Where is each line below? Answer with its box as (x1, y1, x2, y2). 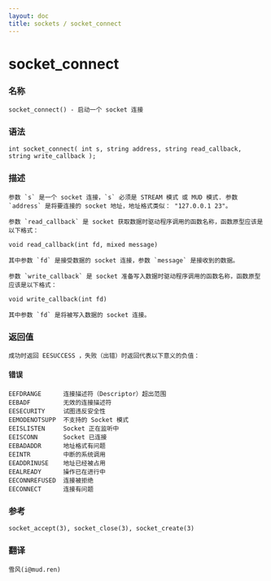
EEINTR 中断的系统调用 (8, 451, 106, 459)
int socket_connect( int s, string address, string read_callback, (8, 145, 243, 153)
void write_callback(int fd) (8, 295, 107, 303)
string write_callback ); (8, 152, 96, 161)
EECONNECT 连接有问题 (8, 486, 94, 494)
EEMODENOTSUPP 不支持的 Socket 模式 (8, 416, 129, 425)
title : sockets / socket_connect (8, 20, 122, 28)
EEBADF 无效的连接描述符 (8, 398, 112, 407)
